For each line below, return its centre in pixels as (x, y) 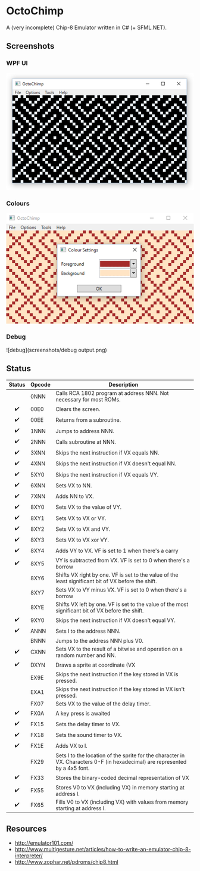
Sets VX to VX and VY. (83, 529)
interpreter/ (29, 856)
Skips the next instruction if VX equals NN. (107, 453)
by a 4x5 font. (73, 768)
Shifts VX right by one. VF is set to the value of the (117, 575)
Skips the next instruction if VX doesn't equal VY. (115, 620)
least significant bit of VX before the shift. (106, 581)
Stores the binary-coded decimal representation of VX (122, 777)
